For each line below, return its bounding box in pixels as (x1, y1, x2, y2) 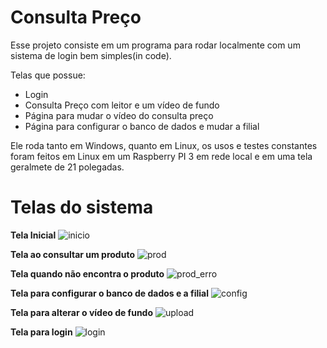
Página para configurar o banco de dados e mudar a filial (24, 120, 260, 132)
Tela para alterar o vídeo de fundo (10, 306, 154, 318)
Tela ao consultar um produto (10, 248, 135, 260)
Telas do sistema (10, 196, 154, 219)
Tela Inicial (10, 229, 57, 241)
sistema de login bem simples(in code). (10, 49, 172, 61)
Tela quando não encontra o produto (10, 267, 165, 280)
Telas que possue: (10, 69, 86, 81)
